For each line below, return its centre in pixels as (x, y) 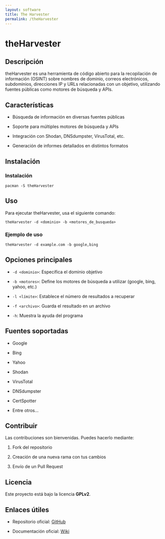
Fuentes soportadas (37, 331)
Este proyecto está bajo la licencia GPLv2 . (48, 494)
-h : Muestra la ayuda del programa (47, 315)
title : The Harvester (27, 14)
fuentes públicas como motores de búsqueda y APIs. (59, 89)
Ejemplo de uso (24, 235)
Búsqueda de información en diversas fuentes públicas (68, 117)
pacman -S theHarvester (30, 186)
